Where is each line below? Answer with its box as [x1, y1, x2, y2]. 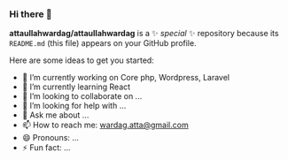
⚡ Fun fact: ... [21, 142, 71, 153]
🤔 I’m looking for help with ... [21, 101, 127, 111]
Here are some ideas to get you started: [9, 55, 155, 65]
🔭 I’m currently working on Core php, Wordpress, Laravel [21, 72, 230, 83]
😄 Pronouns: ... [21, 133, 80, 143]
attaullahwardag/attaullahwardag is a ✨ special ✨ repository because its [9, 28, 279, 39]
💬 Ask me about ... [21, 110, 90, 120]
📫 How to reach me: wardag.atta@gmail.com [21, 119, 189, 131]
